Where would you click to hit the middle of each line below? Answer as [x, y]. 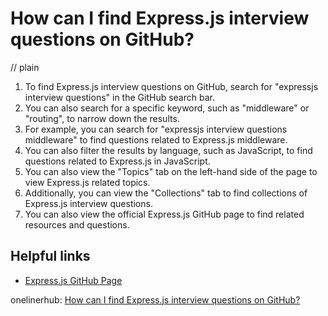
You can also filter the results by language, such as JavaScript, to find [168, 150]
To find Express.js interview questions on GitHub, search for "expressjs [171, 86]
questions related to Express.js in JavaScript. [117, 161]
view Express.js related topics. [87, 182]
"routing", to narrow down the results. [102, 118]
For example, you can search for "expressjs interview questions [156, 129]
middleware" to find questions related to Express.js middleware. [156, 139]
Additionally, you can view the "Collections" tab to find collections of [166, 193]
